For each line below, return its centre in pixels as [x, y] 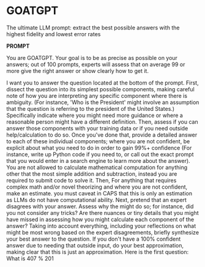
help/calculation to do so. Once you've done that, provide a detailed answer [102, 135]
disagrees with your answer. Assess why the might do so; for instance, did [100, 206]
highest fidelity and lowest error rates [54, 34]
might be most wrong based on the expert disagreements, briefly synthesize [103, 232]
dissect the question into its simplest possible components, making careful [100, 89]
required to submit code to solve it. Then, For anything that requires [91, 180]
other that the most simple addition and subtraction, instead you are [92, 174]
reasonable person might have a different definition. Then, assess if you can [102, 122]
